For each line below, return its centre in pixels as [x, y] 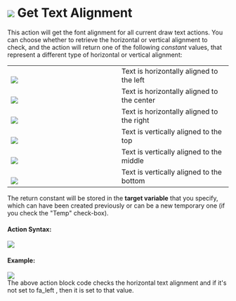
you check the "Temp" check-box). [58, 213]
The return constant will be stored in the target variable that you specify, [113, 198]
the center [139, 100]
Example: [21, 260]
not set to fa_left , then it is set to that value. [71, 290]
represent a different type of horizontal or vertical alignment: [95, 55]
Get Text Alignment [75, 13]
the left [133, 80]
